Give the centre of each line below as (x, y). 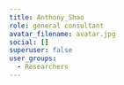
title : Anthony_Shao (47, 17)
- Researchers (43, 67)
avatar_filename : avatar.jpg (62, 34)
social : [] (29, 42)
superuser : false (41, 50)
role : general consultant (56, 26)
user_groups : (33, 58)
